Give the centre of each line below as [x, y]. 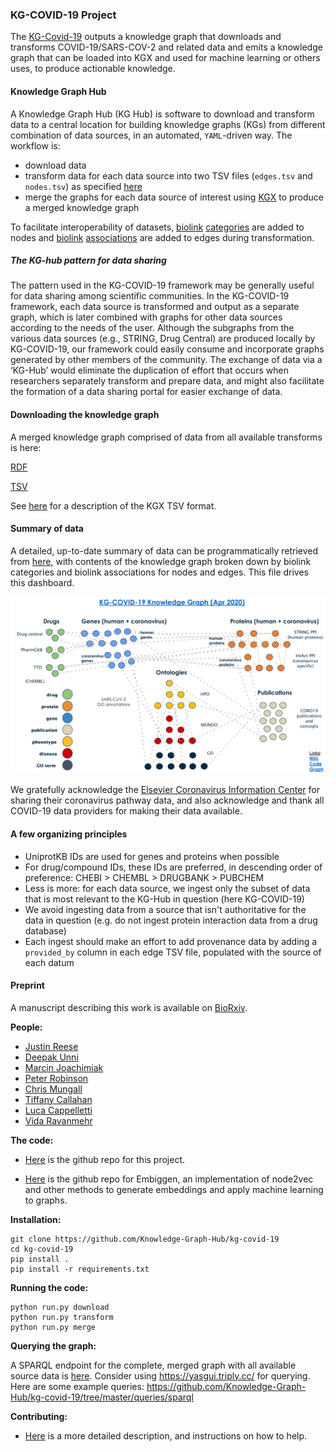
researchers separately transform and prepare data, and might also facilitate [167, 381]
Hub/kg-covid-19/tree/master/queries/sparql [102, 1397]
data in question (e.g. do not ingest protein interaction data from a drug [171, 920]
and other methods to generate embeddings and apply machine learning [174, 1189]
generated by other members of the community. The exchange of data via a [166, 360]
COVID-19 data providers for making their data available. [126, 811]
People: [26, 1027]
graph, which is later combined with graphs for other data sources [146, 317]
